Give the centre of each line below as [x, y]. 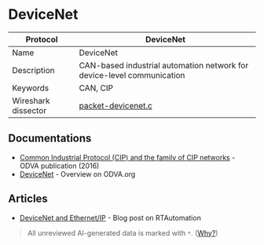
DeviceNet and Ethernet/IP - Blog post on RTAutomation [110, 218]
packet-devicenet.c [116, 105]
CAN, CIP [96, 88]
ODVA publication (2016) [59, 166]
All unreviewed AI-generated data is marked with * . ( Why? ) [123, 232]
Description [33, 70]
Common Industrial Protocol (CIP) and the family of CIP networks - [127, 157]
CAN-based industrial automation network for [164, 65]
